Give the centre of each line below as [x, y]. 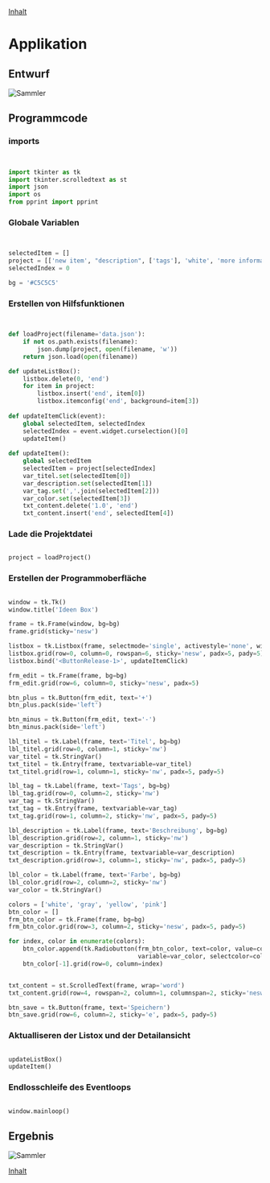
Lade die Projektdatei [51, 534]
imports [24, 142]
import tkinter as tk [45, 172]
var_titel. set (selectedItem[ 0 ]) [77, 476]
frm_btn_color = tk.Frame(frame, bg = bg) [77, 919]
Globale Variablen [44, 222]
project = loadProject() [50, 558]
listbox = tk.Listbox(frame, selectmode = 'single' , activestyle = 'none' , [131, 646]
